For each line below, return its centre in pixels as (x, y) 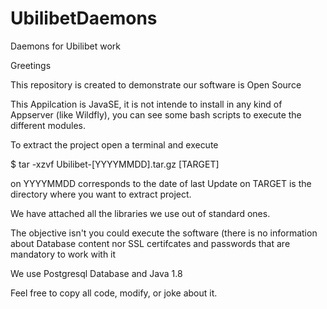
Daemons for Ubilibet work (65, 46)
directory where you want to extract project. (101, 194)
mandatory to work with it (63, 254)
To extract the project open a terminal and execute (114, 144)
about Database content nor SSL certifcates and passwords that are (150, 243)
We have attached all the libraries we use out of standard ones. (140, 213)
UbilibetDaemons (84, 18)
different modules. (48, 125)
